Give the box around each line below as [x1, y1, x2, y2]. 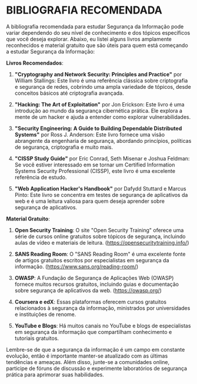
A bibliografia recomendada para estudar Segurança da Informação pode [6, 23, 184, 30]
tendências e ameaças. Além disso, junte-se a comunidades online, [6, 358, 170, 365]
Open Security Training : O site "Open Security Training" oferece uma [14, 226, 184, 233]
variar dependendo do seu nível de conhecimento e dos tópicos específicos [6, 29, 191, 36]
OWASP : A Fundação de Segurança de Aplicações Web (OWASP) [14, 274, 174, 281]
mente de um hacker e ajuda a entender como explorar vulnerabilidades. [14, 113, 191, 121]
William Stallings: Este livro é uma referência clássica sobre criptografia [14, 77, 188, 84]
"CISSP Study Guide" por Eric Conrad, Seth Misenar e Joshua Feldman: [14, 155, 190, 162]
